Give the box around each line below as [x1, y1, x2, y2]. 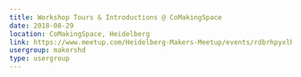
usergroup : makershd [9, 46, 87, 55]
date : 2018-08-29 [9, 21, 74, 30]
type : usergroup [9, 54, 70, 63]
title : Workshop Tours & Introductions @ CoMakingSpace [9, 12, 222, 22]
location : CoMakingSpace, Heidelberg [9, 29, 150, 38]
